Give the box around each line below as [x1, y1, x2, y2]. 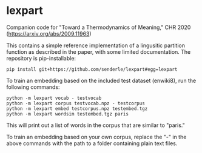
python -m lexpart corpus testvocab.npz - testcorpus [6, 100, 146, 106]
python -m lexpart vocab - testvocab [6, 95, 102, 101]
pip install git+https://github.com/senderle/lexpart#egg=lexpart [6, 66, 178, 73]
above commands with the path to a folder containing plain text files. [6, 140, 178, 147]
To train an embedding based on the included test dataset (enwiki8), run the [6, 77, 197, 84]
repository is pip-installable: [6, 54, 76, 62]
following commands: [6, 83, 60, 91]
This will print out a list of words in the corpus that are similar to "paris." [6, 122, 185, 129]
